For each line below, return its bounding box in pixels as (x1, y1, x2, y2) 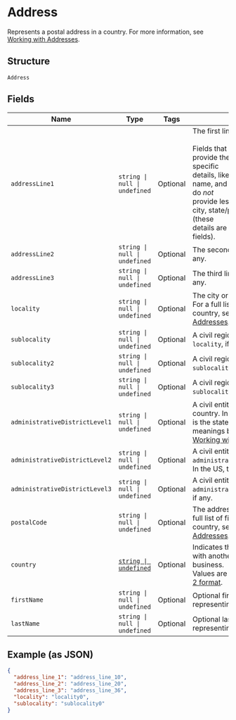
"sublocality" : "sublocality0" (13, 700, 105, 707)
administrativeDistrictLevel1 (11, 418, 112, 426)
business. (192, 560, 225, 569)
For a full (192, 299, 221, 309)
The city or (192, 290, 228, 300)
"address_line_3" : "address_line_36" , (13, 687, 128, 694)
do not (192, 187, 214, 197)
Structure (7, 56, 51, 68)
